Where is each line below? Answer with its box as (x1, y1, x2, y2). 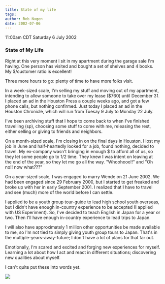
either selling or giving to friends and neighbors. (5, 128, 103, 134)
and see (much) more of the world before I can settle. (5, 189, 114, 195)
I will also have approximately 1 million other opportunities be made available (5, 224, 160, 230)
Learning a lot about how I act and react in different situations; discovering (5, 249, 156, 255)
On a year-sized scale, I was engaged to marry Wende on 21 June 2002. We (5, 173, 160, 180)
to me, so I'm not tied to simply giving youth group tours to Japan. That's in (5, 229, 158, 235)
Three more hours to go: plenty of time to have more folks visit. (5, 78, 133, 84)
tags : (5, 12, 16, 17)
